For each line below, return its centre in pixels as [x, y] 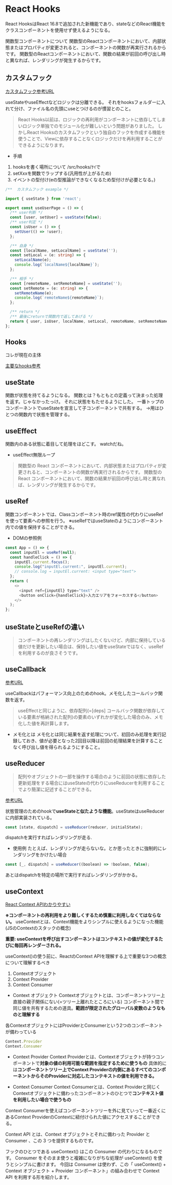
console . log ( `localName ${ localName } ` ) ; [57, 265]
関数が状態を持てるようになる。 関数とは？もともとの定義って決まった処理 [84, 396]
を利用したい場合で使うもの [42, 1099]
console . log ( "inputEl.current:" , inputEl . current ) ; [71, 567]
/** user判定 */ [26, 222]
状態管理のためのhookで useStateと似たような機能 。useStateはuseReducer [85, 811]
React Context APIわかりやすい [38, 904]
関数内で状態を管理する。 [46, 414]
